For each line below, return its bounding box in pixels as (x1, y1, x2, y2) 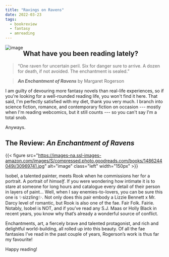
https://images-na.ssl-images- (37, 152, 102, 158)
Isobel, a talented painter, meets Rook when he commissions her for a (5, 172, 150, 179)
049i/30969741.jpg (5, 163, 45, 169)
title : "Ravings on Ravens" (5, 7, 65, 13)
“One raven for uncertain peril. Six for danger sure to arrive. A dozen (17, 62, 160, 69)
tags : (5, 17, 17, 22)
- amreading (10, 31, 35, 36)
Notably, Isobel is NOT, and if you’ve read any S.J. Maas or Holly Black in (5, 205, 157, 211)
